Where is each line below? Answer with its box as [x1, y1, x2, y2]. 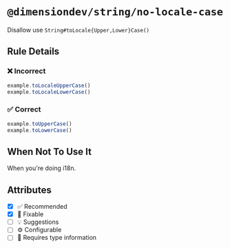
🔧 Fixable [17, 210, 44, 218]
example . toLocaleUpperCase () [7, 82, 91, 89]
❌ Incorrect [7, 66, 46, 76]
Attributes [7, 184, 52, 196]
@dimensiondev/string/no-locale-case [7, 6, 224, 19]
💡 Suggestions [17, 218, 59, 226]
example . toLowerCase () [7, 127, 72, 134]
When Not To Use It [7, 145, 92, 157]
